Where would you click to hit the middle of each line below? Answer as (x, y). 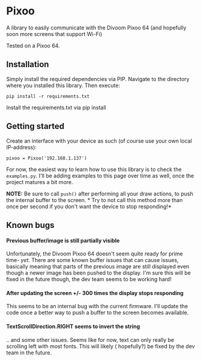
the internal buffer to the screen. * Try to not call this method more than (94, 200)
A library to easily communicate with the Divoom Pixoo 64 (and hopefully (96, 28)
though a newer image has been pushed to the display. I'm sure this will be (98, 273)
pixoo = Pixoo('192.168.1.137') (46, 158)
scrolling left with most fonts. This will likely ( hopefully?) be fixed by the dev (100, 346)
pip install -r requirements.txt (48, 96)
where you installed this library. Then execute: (63, 85)
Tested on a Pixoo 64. (33, 46)
